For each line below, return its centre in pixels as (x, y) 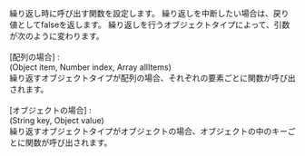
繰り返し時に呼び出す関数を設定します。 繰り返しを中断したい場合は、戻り (149, 13)
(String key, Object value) (57, 120)
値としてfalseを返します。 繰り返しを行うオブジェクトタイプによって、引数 (150, 24)
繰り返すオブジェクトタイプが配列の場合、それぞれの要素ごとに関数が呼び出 (152, 78)
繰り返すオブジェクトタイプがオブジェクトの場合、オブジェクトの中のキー (148, 131)
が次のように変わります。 (57, 36)
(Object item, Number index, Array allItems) (91, 67)
